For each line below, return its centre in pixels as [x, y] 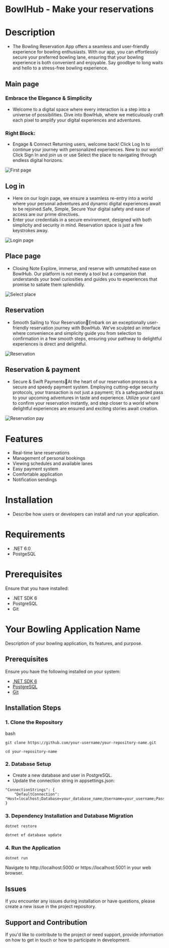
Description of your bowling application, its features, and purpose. [74, 643]
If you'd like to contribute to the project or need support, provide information [84, 935]
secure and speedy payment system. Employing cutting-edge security [85, 387]
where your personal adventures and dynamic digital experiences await [87, 203]
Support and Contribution [46, 922]
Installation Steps [33, 708]
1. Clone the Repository [34, 722]
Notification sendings [34, 480]
